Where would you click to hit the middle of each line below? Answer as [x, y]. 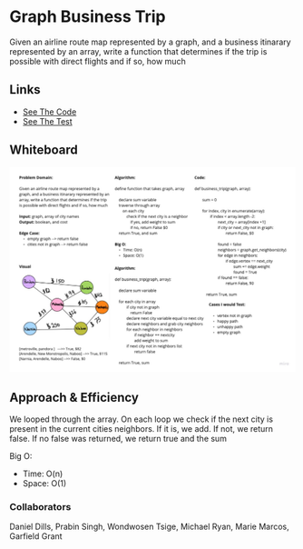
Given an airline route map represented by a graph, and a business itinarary [151, 42]
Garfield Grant [36, 536]
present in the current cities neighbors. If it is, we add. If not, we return [142, 429]
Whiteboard [44, 150]
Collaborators [40, 507]
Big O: [21, 456]
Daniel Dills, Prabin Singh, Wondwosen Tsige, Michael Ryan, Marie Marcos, [150, 527]
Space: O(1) [44, 484]
